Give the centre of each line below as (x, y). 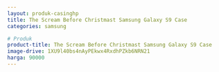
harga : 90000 (26, 58)
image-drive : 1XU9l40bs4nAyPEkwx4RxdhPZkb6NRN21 (79, 51)
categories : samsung (37, 26)
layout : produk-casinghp (43, 13)
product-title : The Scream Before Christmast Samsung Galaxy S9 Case (110, 45)
